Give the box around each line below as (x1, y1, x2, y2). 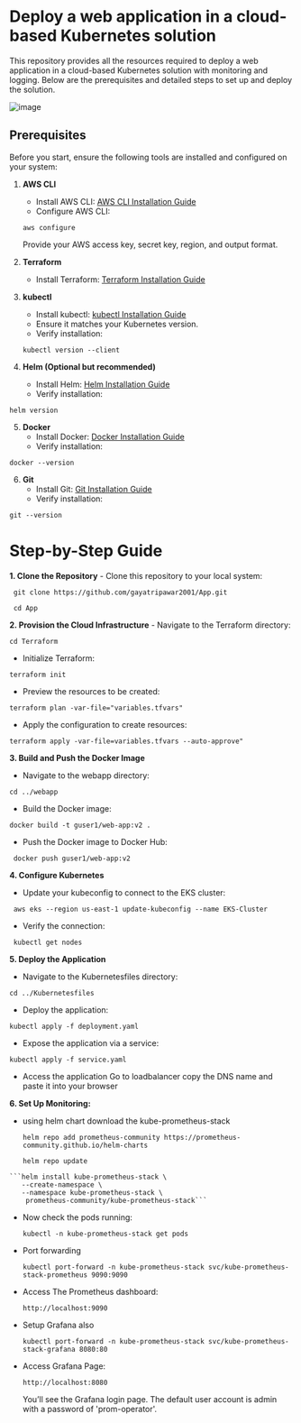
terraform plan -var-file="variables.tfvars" (9, 703, 183, 712)
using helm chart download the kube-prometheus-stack (22, 1115, 231, 1126)
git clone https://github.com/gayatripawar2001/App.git (13, 588, 228, 597)
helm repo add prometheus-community (22, 1133, 160, 1142)
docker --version (9, 458, 75, 467)
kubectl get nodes (13, 938, 83, 947)
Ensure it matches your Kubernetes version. (35, 318, 199, 329)
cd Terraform (9, 637, 59, 646)
